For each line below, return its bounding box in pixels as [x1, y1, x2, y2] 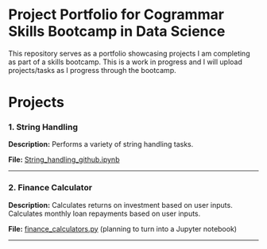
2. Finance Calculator [8, 182, 93, 193]
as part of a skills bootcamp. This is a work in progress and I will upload [8, 57, 242, 67]
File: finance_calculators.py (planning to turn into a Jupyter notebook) [8, 224, 237, 233]
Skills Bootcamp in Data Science [8, 22, 226, 40]
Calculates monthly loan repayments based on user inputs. [8, 209, 201, 218]
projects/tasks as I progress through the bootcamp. [8, 65, 176, 75]
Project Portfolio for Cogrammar [8, 6, 225, 24]
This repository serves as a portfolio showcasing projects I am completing [8, 48, 250, 58]
